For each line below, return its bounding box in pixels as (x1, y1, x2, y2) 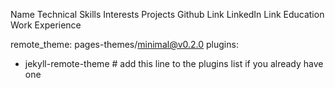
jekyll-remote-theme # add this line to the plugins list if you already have (24, 58, 324, 69)
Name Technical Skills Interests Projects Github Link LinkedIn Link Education (10, 9, 325, 20)
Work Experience (10, 19, 82, 31)
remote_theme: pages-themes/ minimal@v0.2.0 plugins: (10, 39, 239, 50)
